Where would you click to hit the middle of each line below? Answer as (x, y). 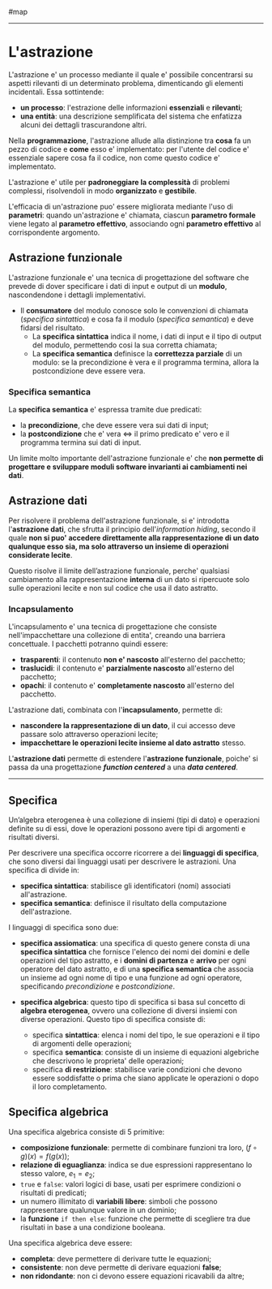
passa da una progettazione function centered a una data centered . (123, 767)
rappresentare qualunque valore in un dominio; (98, 1209)
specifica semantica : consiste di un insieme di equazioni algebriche (146, 1052)
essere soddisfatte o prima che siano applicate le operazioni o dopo (145, 1078)
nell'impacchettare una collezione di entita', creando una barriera (117, 636)
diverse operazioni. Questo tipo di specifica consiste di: (113, 1019)
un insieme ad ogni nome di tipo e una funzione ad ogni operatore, (131, 977)
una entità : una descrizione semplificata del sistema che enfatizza (131, 116)
